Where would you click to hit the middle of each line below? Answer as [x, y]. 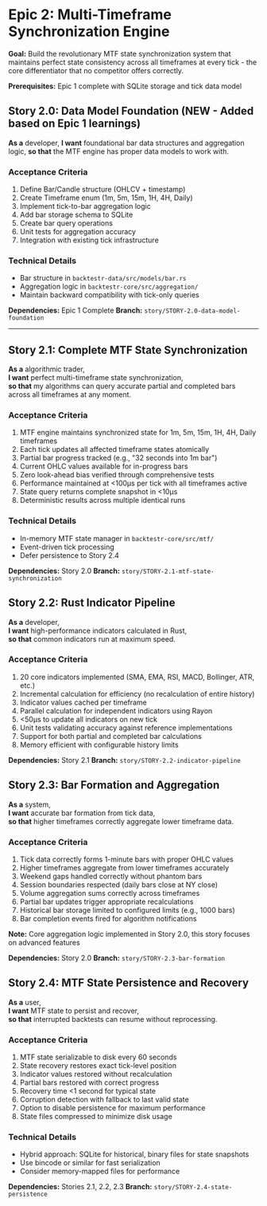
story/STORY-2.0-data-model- [192, 311]
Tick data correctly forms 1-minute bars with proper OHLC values [127, 859]
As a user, [25, 1002]
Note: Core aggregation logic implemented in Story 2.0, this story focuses [129, 933]
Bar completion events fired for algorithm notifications [108, 918]
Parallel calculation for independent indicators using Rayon [116, 710]
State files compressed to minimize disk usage [96, 1117]
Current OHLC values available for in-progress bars [104, 466]
